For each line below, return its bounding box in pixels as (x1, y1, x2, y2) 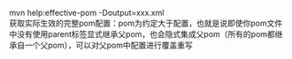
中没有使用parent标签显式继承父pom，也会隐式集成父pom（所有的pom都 (9, 29, 276, 39)
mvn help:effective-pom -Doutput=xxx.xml (9, 8, 165, 18)
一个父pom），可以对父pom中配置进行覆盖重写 (24, 40, 193, 50)
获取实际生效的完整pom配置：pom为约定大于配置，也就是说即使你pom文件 (9, 18, 283, 28)
